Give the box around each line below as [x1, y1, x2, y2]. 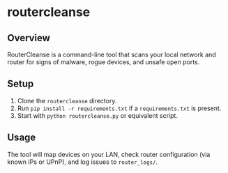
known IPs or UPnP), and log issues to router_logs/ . [7, 158, 158, 166]
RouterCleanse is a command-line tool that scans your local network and [7, 50, 216, 59]
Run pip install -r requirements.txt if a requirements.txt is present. [17, 104, 222, 112]
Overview [7, 32, 51, 44]
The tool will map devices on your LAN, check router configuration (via [7, 150, 211, 158]
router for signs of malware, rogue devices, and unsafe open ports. [7, 58, 200, 66]
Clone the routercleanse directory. [17, 96, 117, 105]
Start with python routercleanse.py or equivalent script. [17, 111, 178, 119]
